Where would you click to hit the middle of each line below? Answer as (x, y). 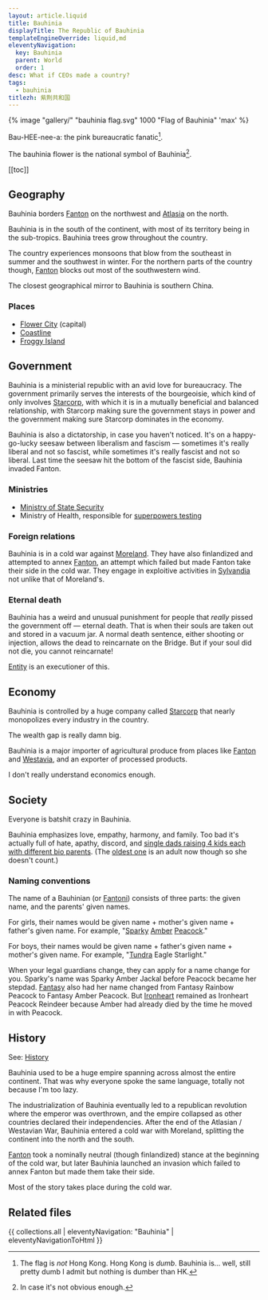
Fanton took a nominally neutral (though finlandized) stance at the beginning (134, 1155)
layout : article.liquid (48, 16)
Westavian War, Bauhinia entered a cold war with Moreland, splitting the (126, 1131)
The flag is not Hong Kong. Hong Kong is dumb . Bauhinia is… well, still (135, 1263)
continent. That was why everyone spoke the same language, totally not (126, 1082)
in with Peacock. (35, 1013)
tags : (17, 82)
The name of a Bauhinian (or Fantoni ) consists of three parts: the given (124, 898)
